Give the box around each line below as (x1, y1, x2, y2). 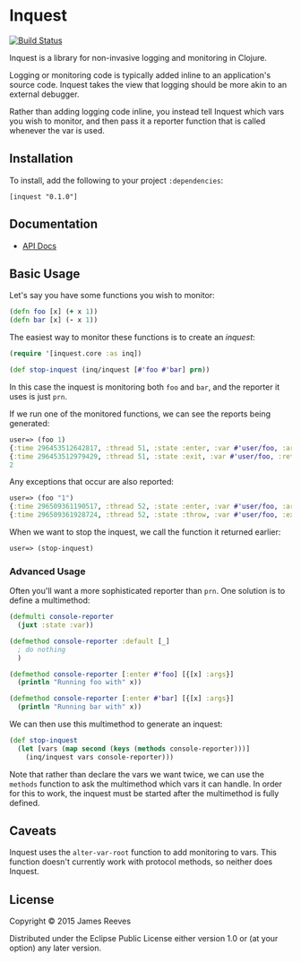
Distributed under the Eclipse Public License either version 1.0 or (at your (9, 933, 279, 944)
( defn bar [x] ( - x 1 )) (9, 315, 99, 325)
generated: (9, 417, 50, 428)
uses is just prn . (9, 391, 67, 401)
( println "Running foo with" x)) (17, 678, 142, 687)
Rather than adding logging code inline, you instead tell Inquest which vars (9, 106, 285, 116)
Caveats (9, 823, 56, 838)
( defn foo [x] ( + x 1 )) (9, 307, 99, 316)
